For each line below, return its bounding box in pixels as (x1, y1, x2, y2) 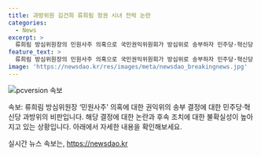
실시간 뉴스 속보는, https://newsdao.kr (8, 139, 128, 148)
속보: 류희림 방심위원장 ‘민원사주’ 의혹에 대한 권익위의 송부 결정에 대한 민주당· (8, 102, 244, 111)
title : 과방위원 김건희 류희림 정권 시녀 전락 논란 (8, 11, 151, 20)
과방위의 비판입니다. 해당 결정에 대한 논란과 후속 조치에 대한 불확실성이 (22, 112, 239, 121)
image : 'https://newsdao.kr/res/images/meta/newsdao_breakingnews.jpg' (8, 63, 248, 71)
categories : (8, 19, 47, 27)
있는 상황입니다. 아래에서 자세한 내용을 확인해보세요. (22, 121, 182, 131)
